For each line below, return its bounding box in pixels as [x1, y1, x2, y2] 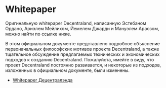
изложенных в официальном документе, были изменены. [5, 67, 130, 73]
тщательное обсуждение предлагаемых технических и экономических [5, 51, 160, 57]
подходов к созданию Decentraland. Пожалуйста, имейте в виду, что [5, 56, 154, 62]
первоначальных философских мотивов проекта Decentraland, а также [5, 46, 159, 52]
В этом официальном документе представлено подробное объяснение [5, 40, 160, 46]
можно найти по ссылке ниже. [5, 31, 72, 37]
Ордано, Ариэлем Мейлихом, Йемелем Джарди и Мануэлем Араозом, [5, 25, 159, 31]
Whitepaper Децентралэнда [12, 77, 73, 83]
